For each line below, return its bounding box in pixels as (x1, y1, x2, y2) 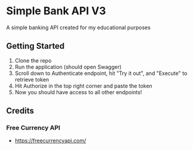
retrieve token (14, 76, 49, 83)
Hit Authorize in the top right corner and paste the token (14, 82, 153, 89)
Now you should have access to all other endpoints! (14, 88, 142, 96)
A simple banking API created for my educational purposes (6, 24, 151, 31)
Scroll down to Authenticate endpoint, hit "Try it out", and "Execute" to (14, 70, 188, 77)
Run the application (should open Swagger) (14, 63, 122, 70)
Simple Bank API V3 (6, 4, 106, 18)
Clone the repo (14, 57, 52, 64)
